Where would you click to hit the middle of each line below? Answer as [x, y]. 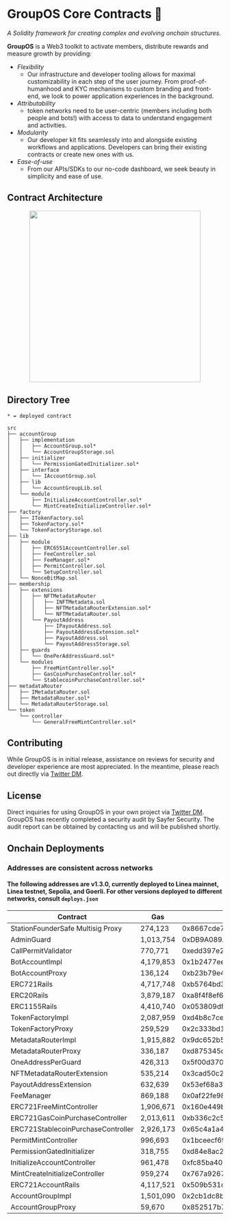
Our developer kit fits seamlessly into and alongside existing [112, 139]
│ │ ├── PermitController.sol [56, 566]
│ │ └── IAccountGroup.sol [52, 476]
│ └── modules [30, 662]
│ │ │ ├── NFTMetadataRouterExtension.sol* [79, 608]
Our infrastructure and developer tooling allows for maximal [111, 74]
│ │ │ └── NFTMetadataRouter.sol [64, 614]
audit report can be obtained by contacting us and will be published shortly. [114, 827]
